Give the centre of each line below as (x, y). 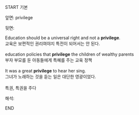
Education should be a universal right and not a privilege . (63, 38)
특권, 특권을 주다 (21, 88)
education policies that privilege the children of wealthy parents (69, 54)
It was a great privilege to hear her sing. (46, 71)
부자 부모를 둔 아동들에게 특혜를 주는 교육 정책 (49, 60)
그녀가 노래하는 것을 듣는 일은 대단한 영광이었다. (51, 77)
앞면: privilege (19, 18)
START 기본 (17, 7)
